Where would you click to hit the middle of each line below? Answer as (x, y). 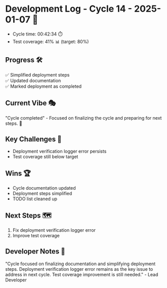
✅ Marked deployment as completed (44, 86)
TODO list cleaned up (35, 199)
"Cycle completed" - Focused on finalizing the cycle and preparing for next (83, 118)
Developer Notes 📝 (35, 251)
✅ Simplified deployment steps (37, 75)
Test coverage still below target (45, 157)
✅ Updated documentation (33, 80)
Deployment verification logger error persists (59, 151)
